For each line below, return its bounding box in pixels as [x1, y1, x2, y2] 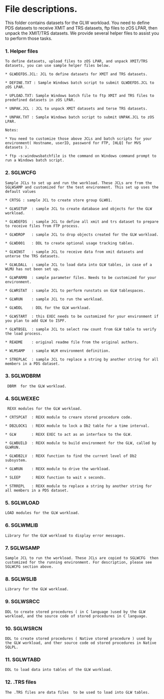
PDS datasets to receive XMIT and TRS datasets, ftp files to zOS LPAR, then [5, 25, 158, 30]
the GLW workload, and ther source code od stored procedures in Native [5, 640, 157, 645]
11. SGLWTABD [5, 656, 41, 663]
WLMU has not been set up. [5, 267, 60, 272]
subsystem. [5, 458, 27, 463]
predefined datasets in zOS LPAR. [5, 97, 76, 103]
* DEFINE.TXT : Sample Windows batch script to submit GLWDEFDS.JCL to [5, 80, 154, 86]
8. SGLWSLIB [5, 576, 37, 582]
